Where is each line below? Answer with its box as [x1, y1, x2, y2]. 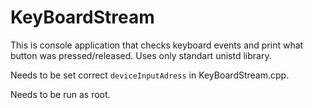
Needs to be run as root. [10, 88, 111, 100]
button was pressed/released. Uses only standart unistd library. [10, 49, 272, 61]
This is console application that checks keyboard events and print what [10, 39, 304, 51]
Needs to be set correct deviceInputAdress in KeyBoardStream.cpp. [10, 69, 290, 81]
